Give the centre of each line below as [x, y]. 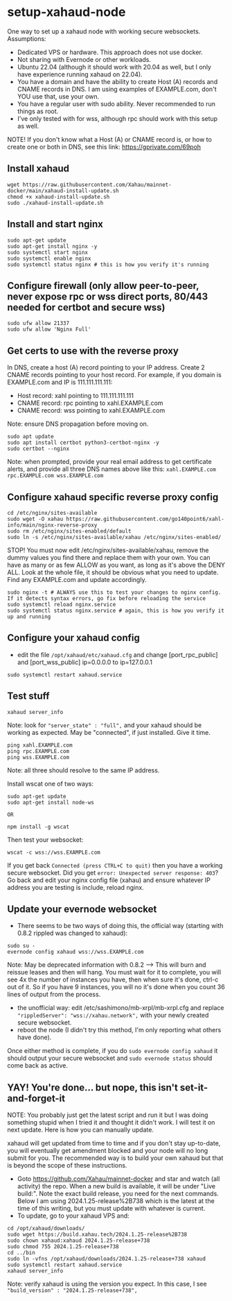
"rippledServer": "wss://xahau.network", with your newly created [113, 1016]
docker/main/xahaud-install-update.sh [63, 191]
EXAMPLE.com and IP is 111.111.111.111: [60, 382]
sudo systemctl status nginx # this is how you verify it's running [108, 265]
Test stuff [28, 696]
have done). [34, 1037]
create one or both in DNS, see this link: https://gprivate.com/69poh [104, 147]
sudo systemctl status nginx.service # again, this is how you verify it [116, 611]
